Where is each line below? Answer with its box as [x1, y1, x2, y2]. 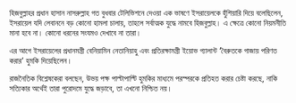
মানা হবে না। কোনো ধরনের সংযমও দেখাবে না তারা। [9, 28, 141, 38]
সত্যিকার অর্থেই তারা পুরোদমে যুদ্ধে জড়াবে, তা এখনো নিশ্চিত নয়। [9, 83, 173, 93]
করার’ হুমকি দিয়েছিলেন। [9, 55, 73, 66]
